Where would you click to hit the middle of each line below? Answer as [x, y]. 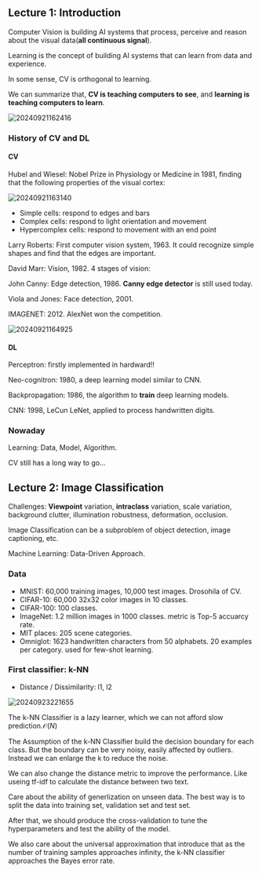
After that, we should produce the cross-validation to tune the [108, 820]
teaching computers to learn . [56, 102]
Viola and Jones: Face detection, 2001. [71, 298]
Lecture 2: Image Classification [86, 487]
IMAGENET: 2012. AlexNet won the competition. [86, 314]
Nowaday [27, 431]
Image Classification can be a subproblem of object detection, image [120, 530]
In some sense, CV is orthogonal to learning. [80, 79]
